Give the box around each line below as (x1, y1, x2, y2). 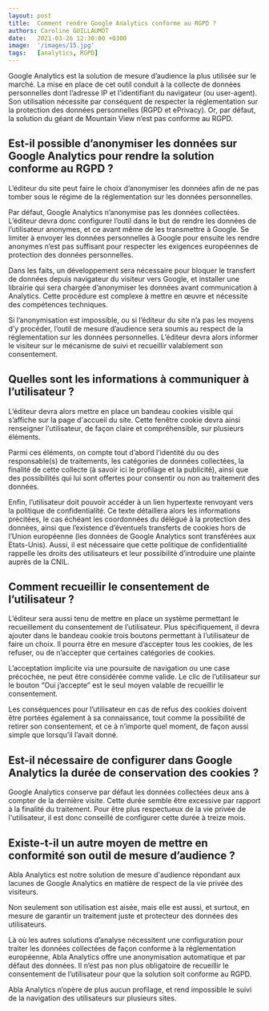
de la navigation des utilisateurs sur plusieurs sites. (8, 993, 177, 1003)
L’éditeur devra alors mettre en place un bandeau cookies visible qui (8, 406, 234, 416)
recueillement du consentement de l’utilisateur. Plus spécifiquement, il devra (8, 623, 260, 632)
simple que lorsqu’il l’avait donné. (8, 730, 118, 740)
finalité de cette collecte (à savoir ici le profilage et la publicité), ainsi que (8, 465, 249, 474)
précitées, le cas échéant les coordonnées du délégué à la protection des (8, 514, 251, 524)
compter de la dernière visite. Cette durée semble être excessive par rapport (8, 796, 261, 806)
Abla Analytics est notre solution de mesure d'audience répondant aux (8, 870, 241, 879)
